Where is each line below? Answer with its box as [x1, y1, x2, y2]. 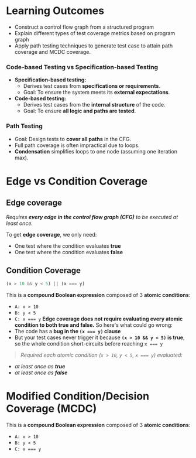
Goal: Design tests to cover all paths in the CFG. [14, 135, 132, 142]
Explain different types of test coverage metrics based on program [14, 29, 176, 36]
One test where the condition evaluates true [14, 242, 121, 249]
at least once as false [14, 369, 68, 376]
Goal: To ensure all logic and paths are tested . [23, 107, 136, 115]
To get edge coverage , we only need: [6, 231, 97, 238]
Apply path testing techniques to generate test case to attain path [14, 42, 173, 49]
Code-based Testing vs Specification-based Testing [6, 63, 159, 71]
